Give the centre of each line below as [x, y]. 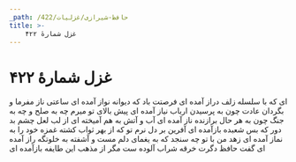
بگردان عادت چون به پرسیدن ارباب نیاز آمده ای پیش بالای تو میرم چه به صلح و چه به [147, 111]
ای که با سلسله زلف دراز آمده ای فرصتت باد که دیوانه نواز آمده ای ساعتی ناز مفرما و [148, 101]
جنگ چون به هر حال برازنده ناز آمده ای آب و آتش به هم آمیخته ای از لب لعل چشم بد [147, 121]
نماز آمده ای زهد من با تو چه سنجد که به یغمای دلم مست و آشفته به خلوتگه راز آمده [146, 139]
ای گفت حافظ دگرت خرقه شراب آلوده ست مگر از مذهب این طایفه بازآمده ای [137, 148]
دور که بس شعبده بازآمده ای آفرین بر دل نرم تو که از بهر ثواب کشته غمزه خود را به [145, 129]
